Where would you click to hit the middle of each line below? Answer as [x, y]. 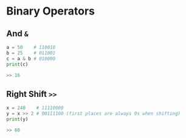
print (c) [17, 64]
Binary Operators [51, 11]
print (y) [17, 119]
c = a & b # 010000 [31, 59]
